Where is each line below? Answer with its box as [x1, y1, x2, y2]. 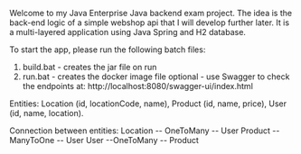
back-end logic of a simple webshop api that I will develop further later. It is [9, 17, 290, 28]
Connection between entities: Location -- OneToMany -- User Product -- [9, 125, 280, 136]
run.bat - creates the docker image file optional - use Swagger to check [22, 71, 290, 82]
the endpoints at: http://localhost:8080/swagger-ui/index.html [22, 81, 253, 91]
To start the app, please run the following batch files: [9, 44, 206, 55]
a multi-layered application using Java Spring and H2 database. [9, 27, 247, 37]
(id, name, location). [9, 108, 84, 118]
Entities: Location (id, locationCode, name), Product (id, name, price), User [9, 98, 287, 109]
